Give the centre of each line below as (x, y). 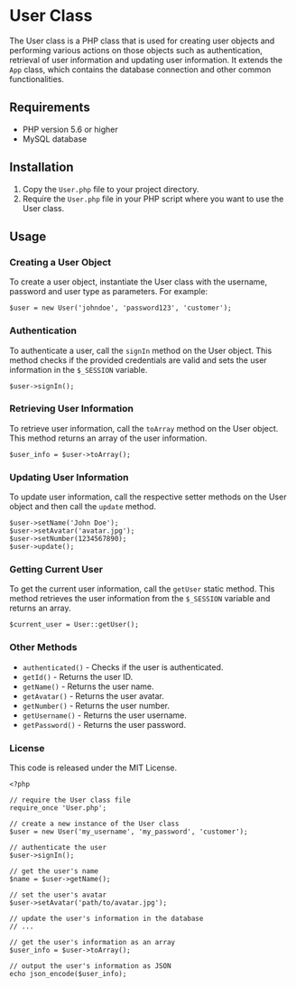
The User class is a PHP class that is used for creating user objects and (142, 41)
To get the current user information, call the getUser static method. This (142, 589)
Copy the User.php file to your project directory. (111, 189)
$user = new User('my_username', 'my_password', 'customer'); (129, 832)
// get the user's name (54, 871)
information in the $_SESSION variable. (79, 369)
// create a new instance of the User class (94, 824)
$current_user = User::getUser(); (74, 625)
